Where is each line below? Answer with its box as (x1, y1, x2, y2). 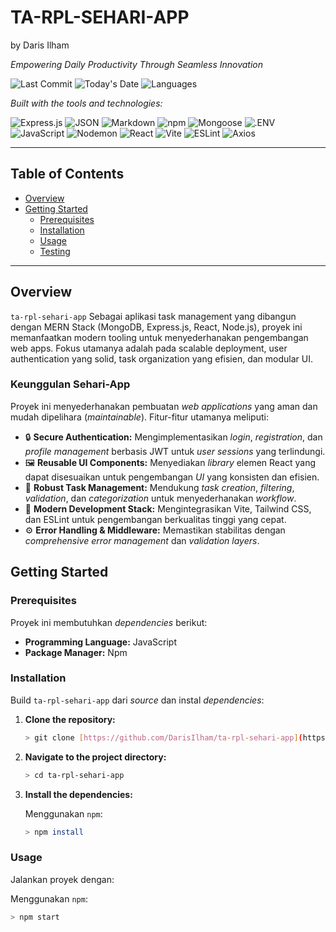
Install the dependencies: (24, 788, 133, 800)
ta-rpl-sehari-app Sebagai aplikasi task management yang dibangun (10, 310, 297, 322)
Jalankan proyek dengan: (10, 873, 115, 885)
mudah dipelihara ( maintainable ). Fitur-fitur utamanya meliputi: (10, 411, 269, 423)
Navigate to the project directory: (24, 751, 167, 763)
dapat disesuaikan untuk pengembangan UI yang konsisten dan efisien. (24, 471, 320, 483)
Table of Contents (10, 166, 125, 183)
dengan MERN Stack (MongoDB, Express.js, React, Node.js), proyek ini (10, 321, 303, 333)
